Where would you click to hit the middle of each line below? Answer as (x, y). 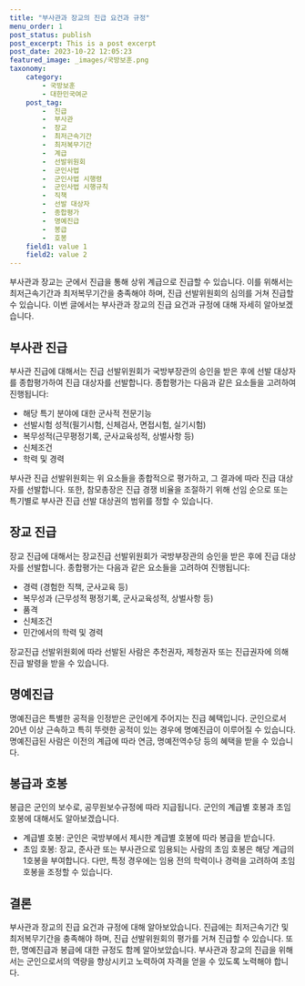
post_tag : (45, 102)
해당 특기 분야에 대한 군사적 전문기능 (87, 413)
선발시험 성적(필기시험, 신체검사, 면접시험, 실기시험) (114, 424)
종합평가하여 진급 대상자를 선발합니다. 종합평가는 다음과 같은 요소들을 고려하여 (158, 382)
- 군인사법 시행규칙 (76, 188)
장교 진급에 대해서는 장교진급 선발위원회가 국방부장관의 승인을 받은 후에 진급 (144, 555)
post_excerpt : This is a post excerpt (83, 43)
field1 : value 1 (57, 247)
